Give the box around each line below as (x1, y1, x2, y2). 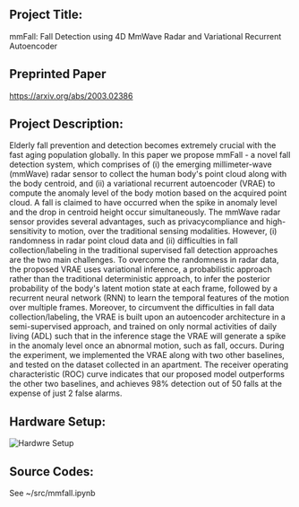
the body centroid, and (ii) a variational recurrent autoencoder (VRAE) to (9, 179, 276, 189)
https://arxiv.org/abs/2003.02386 (9, 90, 133, 101)
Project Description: (9, 117, 124, 132)
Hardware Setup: (9, 414, 106, 429)
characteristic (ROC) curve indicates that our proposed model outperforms (9, 369, 285, 380)
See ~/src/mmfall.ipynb (9, 488, 96, 499)
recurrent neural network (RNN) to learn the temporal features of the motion (9, 293, 289, 303)
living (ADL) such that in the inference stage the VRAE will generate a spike (9, 331, 286, 342)
